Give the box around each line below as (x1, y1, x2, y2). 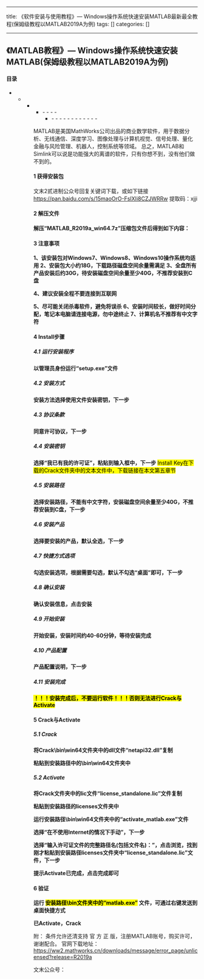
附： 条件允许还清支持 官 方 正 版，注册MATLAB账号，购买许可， (33, 933, 195, 940)
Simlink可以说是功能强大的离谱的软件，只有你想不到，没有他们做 (33, 150, 195, 157)
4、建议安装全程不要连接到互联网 (33, 290, 117, 298)
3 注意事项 (33, 239, 59, 247)
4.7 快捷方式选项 (33, 552, 75, 559)
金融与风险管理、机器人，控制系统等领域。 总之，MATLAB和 (33, 142, 185, 149)
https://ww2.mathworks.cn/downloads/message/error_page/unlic (33, 947, 198, 954)
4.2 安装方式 (33, 380, 65, 387)
